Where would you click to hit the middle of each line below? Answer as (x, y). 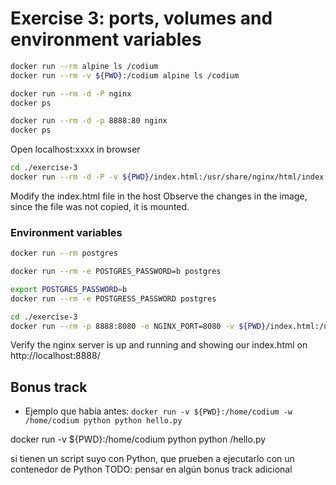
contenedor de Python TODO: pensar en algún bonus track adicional (151, 469)
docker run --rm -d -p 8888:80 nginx (89, 121)
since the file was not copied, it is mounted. (100, 206)
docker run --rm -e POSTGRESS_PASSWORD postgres (113, 298)
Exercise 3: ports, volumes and (141, 18)
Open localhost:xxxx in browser (75, 149)
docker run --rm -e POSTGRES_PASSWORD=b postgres (116, 272)
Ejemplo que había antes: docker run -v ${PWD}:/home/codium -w (158, 411)
